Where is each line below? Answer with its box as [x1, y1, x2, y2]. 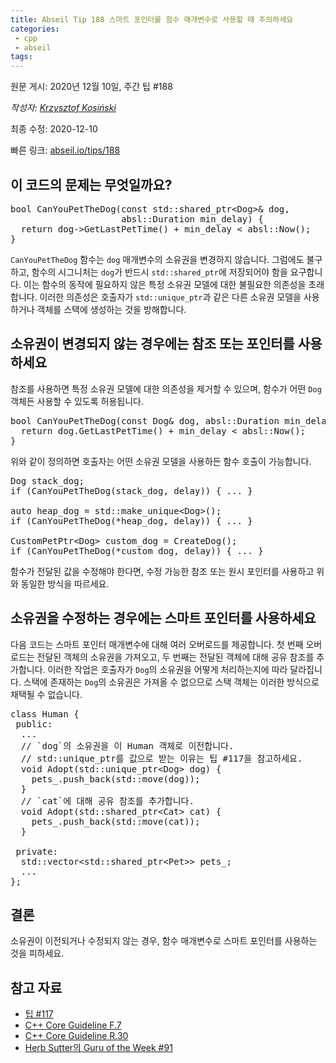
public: [15, 718, 53, 730]
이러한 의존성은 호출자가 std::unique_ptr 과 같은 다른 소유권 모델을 [39, 291, 302, 303]
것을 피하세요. [10, 947, 65, 960]
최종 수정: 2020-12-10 [10, 123, 98, 135]
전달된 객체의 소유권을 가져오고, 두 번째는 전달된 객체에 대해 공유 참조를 [36, 651, 315, 663]
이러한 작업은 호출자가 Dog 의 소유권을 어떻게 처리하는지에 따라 [47, 663, 288, 675]
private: [15, 846, 58, 857]
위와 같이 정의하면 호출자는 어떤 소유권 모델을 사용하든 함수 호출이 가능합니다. [10, 455, 312, 467]
